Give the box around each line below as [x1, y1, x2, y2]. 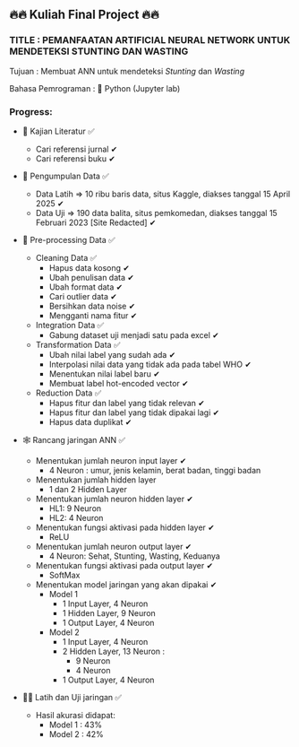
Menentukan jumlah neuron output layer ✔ [35, 541, 192, 552]
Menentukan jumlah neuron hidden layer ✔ [35, 493, 194, 504]
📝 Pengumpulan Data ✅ [21, 170, 109, 181]
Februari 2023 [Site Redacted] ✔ [35, 217, 157, 228]
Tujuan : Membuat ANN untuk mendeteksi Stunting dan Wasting [9, 65, 244, 76]
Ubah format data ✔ [48, 282, 124, 292]
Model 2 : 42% [48, 728, 105, 739]
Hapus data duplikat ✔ [48, 416, 132, 427]
